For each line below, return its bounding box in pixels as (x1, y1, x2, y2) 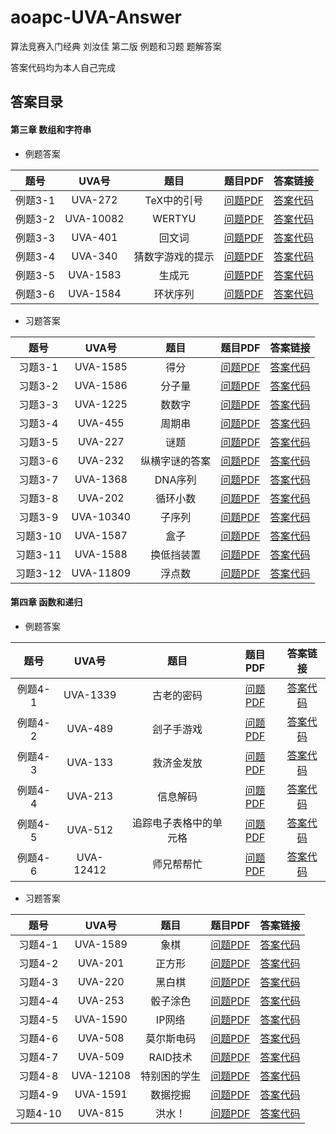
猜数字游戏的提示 (133, 249, 215, 263)
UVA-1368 (74, 472, 128, 486)
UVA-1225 (74, 397, 128, 411)
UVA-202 (77, 491, 125, 505)
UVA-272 (71, 192, 118, 206)
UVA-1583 (68, 267, 122, 281)
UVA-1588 (74, 547, 128, 561)
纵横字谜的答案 (140, 454, 212, 468)
